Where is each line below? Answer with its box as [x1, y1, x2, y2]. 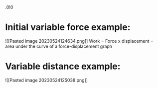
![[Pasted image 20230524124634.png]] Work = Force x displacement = [5, 38, 154, 44]
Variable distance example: [5, 61, 121, 72]
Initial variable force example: [5, 22, 131, 33]
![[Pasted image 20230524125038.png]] [5, 77, 88, 83]
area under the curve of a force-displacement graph [5, 43, 113, 49]
